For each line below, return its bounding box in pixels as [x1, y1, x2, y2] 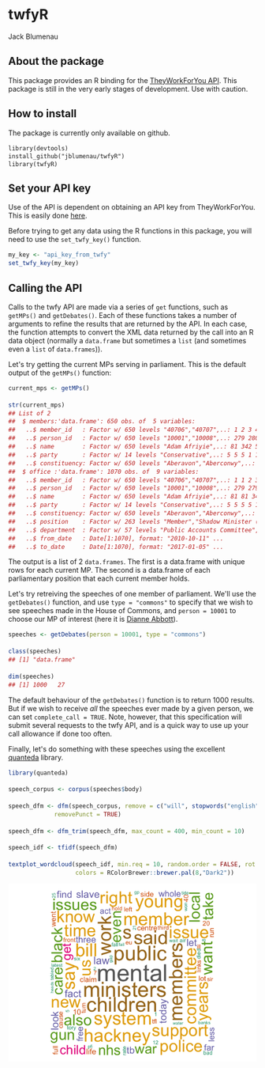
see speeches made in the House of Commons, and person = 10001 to [8, 606, 237, 615]
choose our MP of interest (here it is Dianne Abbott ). [8, 615, 178, 624]
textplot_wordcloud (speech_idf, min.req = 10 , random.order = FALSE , [8, 861, 242, 869]
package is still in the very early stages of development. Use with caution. [8, 84, 248, 93]
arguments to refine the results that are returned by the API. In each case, [8, 319, 248, 328]
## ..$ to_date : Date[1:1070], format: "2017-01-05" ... [8, 543, 224, 551]
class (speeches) [8, 647, 62, 656]
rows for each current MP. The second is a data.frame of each [8, 566, 211, 575]
